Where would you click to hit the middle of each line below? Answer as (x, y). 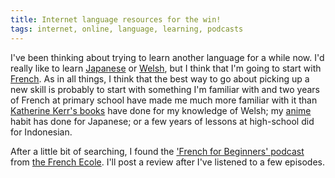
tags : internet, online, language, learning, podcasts (127, 29)
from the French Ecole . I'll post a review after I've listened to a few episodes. (167, 162)
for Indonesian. (41, 132)
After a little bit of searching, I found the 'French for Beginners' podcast (157, 151)
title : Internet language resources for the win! (116, 19)
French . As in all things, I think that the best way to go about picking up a (160, 78)
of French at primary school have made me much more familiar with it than (164, 100)
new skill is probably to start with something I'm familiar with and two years (165, 89)
